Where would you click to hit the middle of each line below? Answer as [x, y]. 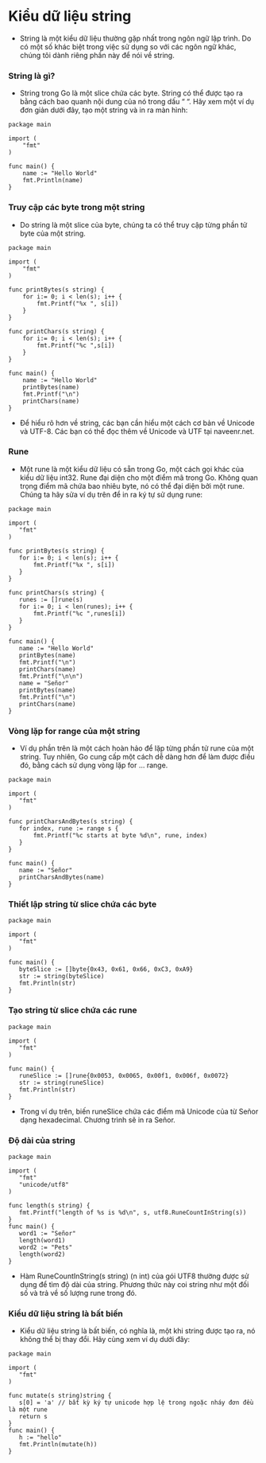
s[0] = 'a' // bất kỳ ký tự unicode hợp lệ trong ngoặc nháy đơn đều [136, 1403]
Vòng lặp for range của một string [74, 731]
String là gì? [32, 76]
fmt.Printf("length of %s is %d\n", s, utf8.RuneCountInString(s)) [133, 1213]
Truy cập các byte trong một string [77, 208]
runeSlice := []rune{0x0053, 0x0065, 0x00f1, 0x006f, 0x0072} [123, 1075]
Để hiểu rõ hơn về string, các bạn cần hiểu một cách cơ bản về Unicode [137, 423]
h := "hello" [40, 1438]
